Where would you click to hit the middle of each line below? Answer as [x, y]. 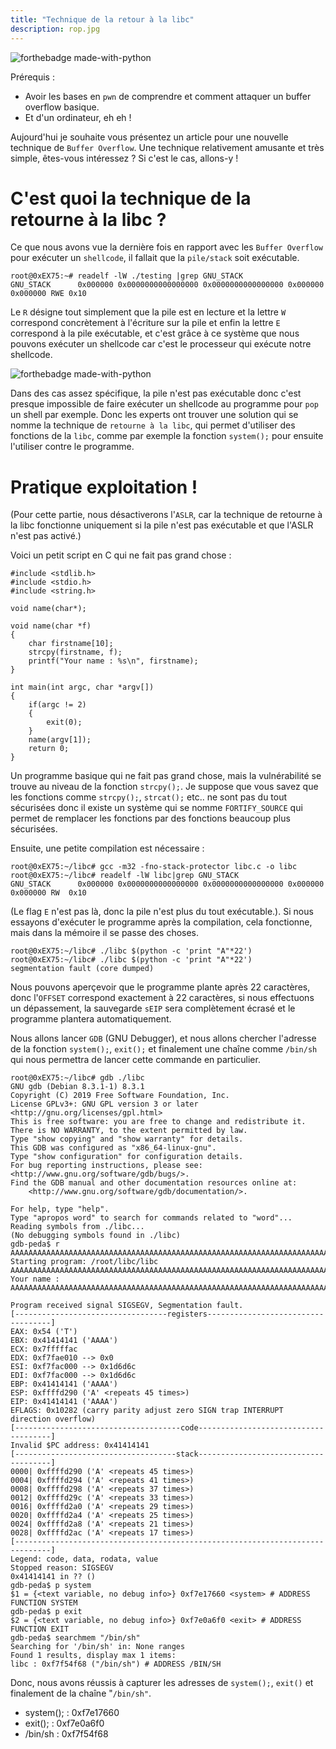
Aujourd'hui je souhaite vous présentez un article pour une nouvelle [149, 137]
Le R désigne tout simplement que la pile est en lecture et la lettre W [148, 312]
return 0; [49, 749]
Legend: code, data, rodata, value [84, 1559]
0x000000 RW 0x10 [48, 893]
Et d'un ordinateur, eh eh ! [78, 117]
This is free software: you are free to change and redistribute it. [158, 1122]
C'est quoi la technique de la [131, 198]
